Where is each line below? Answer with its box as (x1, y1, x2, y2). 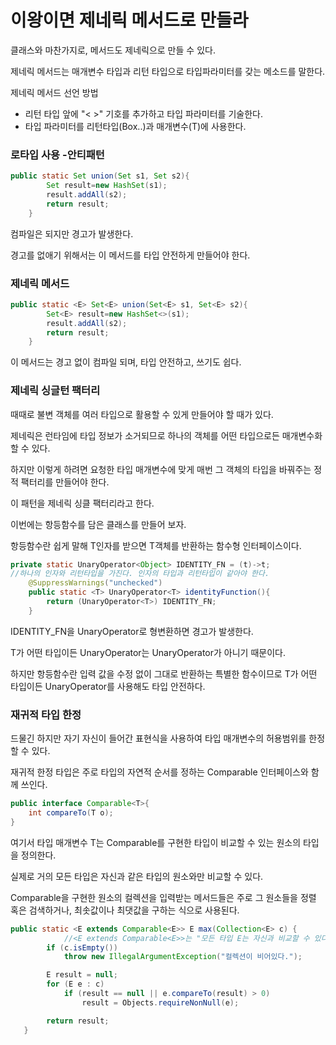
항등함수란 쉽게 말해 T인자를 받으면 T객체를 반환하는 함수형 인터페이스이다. (10, 539, 302, 551)
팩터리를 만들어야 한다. (20, 476, 110, 488)
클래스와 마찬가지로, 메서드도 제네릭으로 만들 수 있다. (10, 44, 216, 56)
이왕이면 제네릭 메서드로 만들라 (10, 9, 249, 32)
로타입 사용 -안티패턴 (10, 147, 105, 161)
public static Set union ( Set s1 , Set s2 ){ (10, 171, 190, 181)
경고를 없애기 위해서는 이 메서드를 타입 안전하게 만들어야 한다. (10, 249, 251, 261)
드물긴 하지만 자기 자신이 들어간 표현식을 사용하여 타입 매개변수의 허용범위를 (10, 732, 307, 745)
